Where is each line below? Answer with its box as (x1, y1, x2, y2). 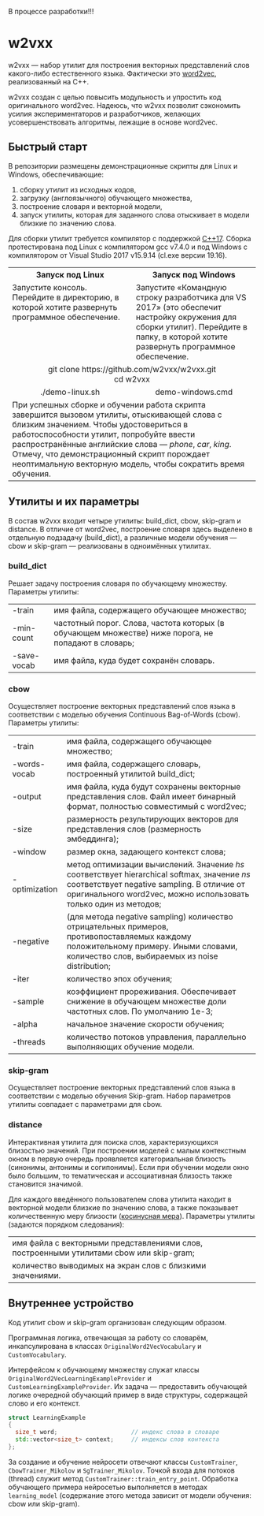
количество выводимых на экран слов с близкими (12, 1260, 207, 1271)
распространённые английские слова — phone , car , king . (12, 438, 232, 449)
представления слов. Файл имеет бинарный (66, 792, 236, 803)
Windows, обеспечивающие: (8, 169, 104, 179)
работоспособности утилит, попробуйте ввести (12, 429, 196, 440)
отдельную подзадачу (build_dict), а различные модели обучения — (8, 532, 237, 542)
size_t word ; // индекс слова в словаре (15, 1428, 220, 1436)
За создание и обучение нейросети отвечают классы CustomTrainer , (8, 1457, 238, 1466)
